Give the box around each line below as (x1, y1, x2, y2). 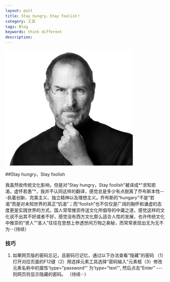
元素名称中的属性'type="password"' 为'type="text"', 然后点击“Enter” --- (12, 265, 163, 271)
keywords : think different (5, 29, 62, 35)
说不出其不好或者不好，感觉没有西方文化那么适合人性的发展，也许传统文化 (9, 213, 165, 219)
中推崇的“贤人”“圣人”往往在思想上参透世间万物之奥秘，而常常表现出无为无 (5, 219, 159, 225)
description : (5, 35, 33, 40)
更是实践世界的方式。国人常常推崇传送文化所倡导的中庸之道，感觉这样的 (9, 207, 160, 213)
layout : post (5, 8, 33, 13)
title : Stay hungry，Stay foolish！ (5, 13, 81, 19)
